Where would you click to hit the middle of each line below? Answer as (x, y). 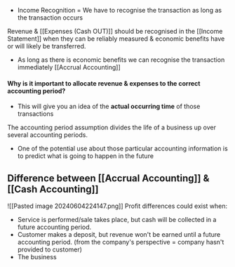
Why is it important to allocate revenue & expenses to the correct (104, 83)
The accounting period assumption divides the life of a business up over (112, 128)
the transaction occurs (50, 18)
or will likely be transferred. (47, 46)
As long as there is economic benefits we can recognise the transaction (121, 60)
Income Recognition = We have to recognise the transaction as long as (120, 10)
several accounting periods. (47, 135)
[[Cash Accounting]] (53, 189)
